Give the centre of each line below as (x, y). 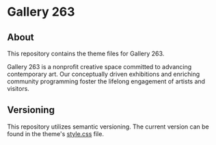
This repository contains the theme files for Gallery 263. (86, 53)
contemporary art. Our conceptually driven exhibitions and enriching (104, 74)
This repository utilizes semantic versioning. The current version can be (108, 127)
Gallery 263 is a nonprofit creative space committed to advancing (99, 67)
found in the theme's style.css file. (56, 133)
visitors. (18, 89)
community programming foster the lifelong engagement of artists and (106, 81)
